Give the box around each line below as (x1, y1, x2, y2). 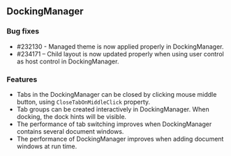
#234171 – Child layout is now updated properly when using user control (16, 49, 224, 58)
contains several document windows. (16, 127, 124, 135)
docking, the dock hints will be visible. (16, 112, 127, 120)
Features (6, 75, 38, 84)
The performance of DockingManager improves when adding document (16, 134, 224, 143)
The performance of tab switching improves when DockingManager (16, 120, 212, 128)
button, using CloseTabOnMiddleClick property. (16, 97, 151, 106)
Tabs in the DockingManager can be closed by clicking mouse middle (16, 90, 217, 98)
